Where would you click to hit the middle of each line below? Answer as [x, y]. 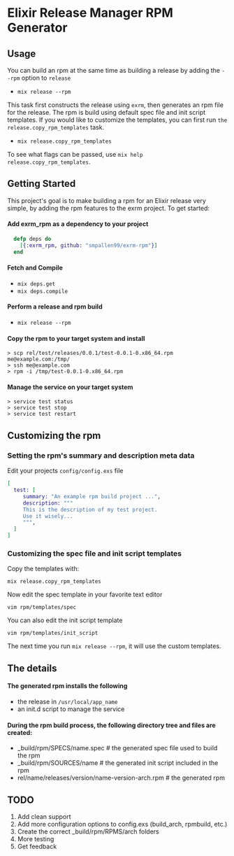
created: [20, 732]
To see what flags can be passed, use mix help [75, 154]
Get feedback [37, 846]
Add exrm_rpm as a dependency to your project [78, 224]
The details [32, 668]
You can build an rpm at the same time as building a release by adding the [114, 70]
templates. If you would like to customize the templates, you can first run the [117, 120]
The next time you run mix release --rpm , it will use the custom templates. [114, 646]
